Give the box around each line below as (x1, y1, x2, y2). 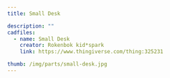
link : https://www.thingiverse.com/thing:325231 (20, 48, 164, 55)
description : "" (7, 22, 54, 30)
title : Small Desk (7, 10, 61, 17)
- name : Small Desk (13, 35, 70, 42)
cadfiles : (7, 29, 36, 36)
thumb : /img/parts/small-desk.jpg (7, 61, 108, 68)
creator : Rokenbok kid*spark (20, 42, 105, 49)
